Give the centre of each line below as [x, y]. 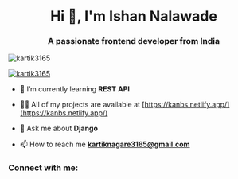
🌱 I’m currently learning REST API [74, 89]
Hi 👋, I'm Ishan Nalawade [134, 16]
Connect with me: [43, 168]
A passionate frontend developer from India [134, 41]
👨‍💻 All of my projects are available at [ [82, 105]
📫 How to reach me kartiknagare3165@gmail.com [105, 144]
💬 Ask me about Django [59, 128]
